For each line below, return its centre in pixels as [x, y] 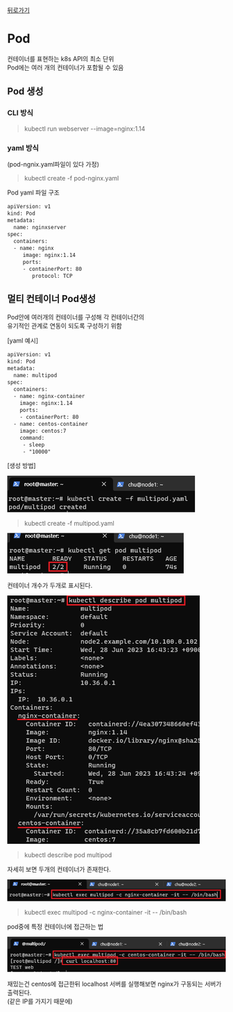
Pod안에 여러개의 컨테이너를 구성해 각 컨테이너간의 [76, 317]
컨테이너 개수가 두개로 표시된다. [50, 585]
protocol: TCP [52, 276]
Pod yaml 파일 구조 [34, 192]
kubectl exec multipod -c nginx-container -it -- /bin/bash [105, 912]
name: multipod [35, 375]
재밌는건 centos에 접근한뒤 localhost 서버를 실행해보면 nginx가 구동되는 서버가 [114, 984]
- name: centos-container [51, 424]
